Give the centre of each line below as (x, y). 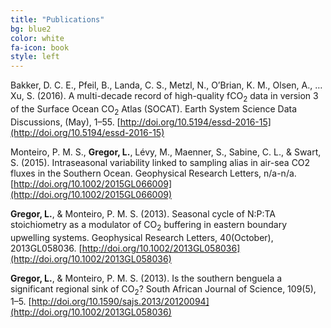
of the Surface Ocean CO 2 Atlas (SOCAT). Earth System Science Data (154, 109)
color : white (37, 38)
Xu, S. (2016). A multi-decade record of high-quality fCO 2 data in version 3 (164, 97)
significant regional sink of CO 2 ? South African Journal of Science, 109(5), (163, 289)
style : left (35, 57)
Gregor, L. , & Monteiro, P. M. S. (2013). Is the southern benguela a (146, 278)
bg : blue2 (31, 29)
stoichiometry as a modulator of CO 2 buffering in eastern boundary (149, 225)
